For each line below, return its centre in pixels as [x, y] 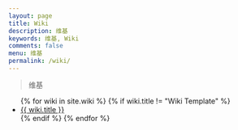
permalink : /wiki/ [39, 61]
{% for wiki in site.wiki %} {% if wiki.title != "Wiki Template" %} [125, 101]
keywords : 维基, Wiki [44, 38]
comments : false [36, 46]
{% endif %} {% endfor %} [65, 118]
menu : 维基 [26, 53]
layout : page [30, 16]
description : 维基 [38, 31]
